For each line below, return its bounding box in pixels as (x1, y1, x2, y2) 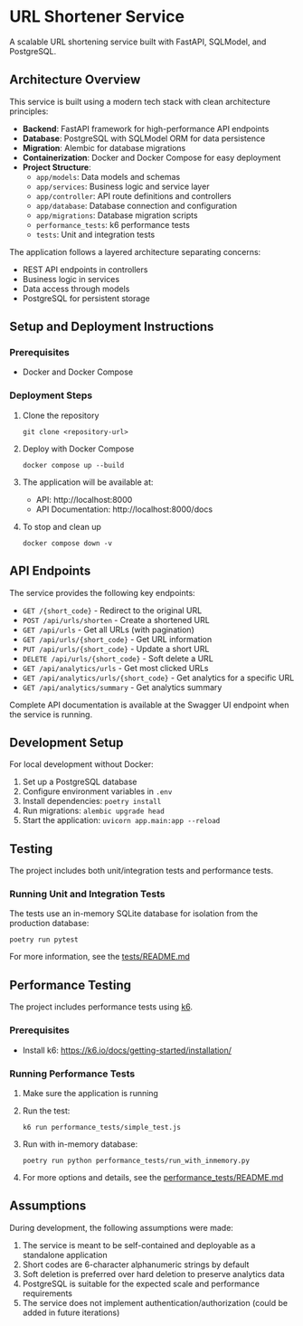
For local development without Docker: (9, 759, 154, 770)
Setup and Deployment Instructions (9, 319, 214, 335)
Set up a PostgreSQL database (22, 776, 137, 788)
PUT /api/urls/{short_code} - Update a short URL (22, 643, 210, 654)
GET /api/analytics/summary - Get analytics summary (22, 681, 223, 693)
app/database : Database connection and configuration (35, 200, 238, 211)
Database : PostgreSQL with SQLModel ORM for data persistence (22, 133, 266, 144)
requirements (22, 1287, 72, 1299)
